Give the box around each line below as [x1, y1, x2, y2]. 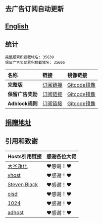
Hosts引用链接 [7, 153, 42, 160]
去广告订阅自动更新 [5, 4, 64, 13]
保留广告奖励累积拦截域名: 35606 [5, 60, 65, 65]
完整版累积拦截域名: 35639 [5, 54, 54, 60]
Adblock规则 [7, 100, 38, 107]
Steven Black [7, 181, 38, 188]
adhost [7, 209, 24, 216]
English [5, 22, 29, 30]
